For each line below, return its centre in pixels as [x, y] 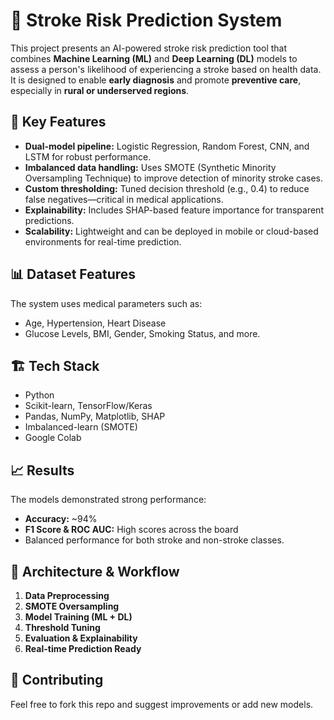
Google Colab [53, 438]
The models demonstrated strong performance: [108, 500]
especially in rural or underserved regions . [100, 90]
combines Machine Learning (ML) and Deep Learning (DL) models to [154, 58]
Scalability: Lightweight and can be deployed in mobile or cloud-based [171, 231]
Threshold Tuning [62, 627]
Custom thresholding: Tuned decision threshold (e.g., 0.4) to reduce [167, 188]
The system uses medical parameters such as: [106, 303]
